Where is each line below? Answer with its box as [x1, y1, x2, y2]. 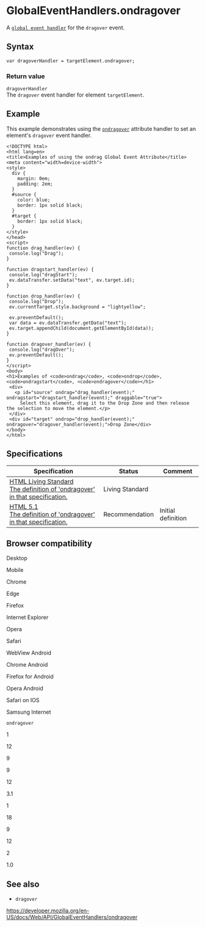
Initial [159, 506, 175, 515]
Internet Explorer [6, 614, 49, 621]
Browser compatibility [6, 538, 93, 549]
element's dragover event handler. [6, 131, 92, 139]
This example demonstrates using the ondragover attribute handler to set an [6, 125, 196, 132]
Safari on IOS [6, 697, 40, 704]
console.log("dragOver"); [9, 346, 75, 353]
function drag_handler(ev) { [6, 245, 81, 251]
